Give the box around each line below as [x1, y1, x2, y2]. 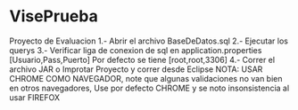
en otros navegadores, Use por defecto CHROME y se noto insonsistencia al [9, 82, 290, 93]
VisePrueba [9, 6, 98, 27]
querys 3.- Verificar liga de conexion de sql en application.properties [9, 44, 262, 55]
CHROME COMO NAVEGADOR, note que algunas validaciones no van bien [9, 73, 283, 83]
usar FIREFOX [9, 91, 61, 103]
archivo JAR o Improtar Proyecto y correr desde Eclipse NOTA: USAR [9, 64, 263, 75]
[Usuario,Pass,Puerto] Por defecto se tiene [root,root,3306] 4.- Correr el [9, 54, 275, 65]
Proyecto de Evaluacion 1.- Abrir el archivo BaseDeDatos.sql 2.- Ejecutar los [9, 35, 288, 46]
